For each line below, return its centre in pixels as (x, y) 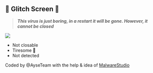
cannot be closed (36, 26)
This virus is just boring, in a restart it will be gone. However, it (82, 21)
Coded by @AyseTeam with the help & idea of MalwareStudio (67, 65)
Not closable (25, 45)
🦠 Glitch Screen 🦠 (32, 9)
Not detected (26, 55)
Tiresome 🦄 (24, 50)
